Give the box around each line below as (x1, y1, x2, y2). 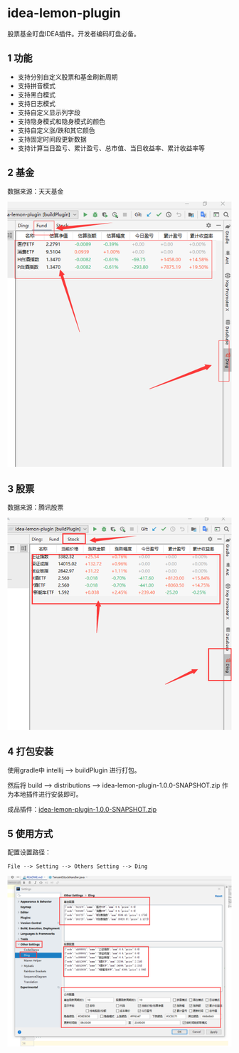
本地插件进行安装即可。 (13, 790, 83, 798)
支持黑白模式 (17, 90, 55, 99)
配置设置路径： (7, 848, 51, 856)
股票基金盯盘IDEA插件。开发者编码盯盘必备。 (7, 29, 140, 38)
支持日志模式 (17, 99, 55, 108)
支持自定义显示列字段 (17, 108, 80, 117)
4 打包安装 (7, 745, 54, 758)
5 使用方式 (7, 827, 53, 839)
